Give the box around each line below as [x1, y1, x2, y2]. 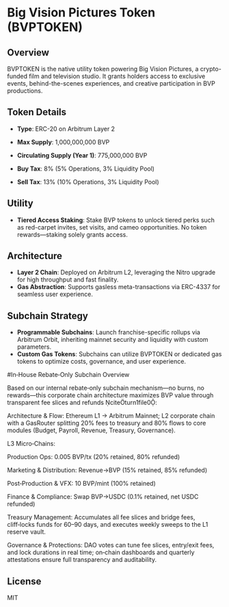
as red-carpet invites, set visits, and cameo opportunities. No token [16, 223, 207, 231]
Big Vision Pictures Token [7, 5, 156, 21]
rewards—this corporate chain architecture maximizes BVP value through [7, 391, 214, 399]
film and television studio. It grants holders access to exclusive [28, 72, 206, 80]
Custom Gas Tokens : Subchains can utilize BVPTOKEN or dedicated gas [16, 350, 222, 358]
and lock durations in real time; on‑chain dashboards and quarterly [7, 548, 195, 556]
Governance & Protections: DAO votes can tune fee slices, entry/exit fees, [7, 541, 215, 549]
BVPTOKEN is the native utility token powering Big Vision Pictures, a [7, 65, 199, 73]
